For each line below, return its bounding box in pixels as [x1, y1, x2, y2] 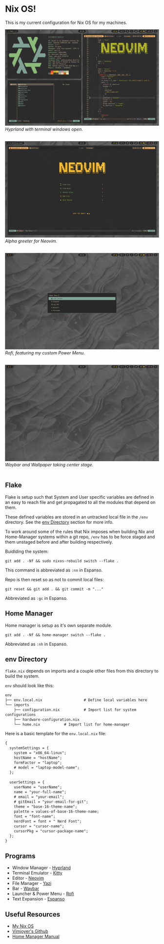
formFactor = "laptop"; [14, 760, 62, 766]
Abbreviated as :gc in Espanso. [5, 595, 68, 601]
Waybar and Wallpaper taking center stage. [5, 461, 94, 467]
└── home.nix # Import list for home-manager [14, 722, 130, 727]
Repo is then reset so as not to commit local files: [5, 576, 104, 582]
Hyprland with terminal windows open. [5, 126, 83, 132]
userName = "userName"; [14, 785, 62, 790]
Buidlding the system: [5, 549, 49, 554]
